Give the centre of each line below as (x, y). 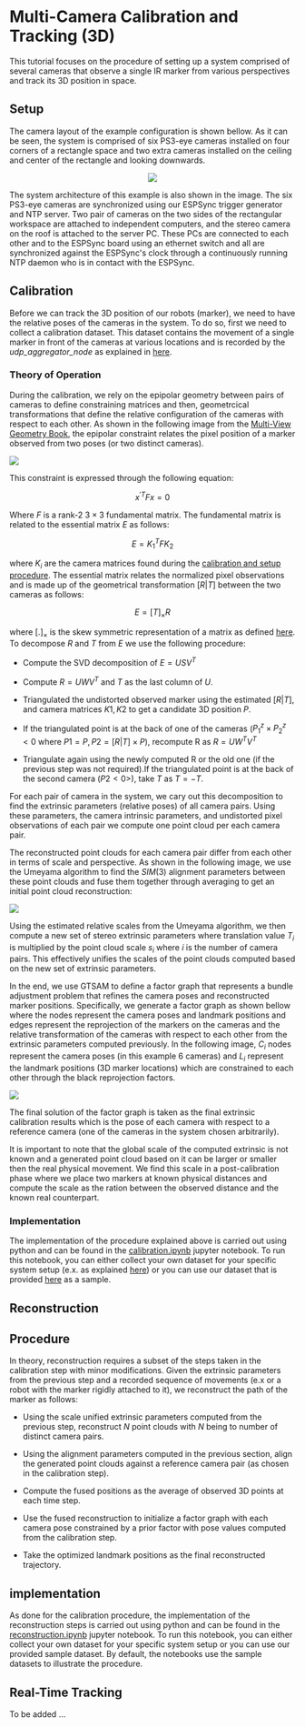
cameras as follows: (47, 594)
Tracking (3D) (62, 36)
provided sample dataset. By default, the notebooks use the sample (136, 1654)
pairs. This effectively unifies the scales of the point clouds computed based (152, 959)
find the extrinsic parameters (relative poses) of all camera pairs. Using (143, 806)
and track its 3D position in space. (73, 80)
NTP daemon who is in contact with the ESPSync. (102, 262)
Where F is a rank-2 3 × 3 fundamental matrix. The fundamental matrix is (145, 515)
